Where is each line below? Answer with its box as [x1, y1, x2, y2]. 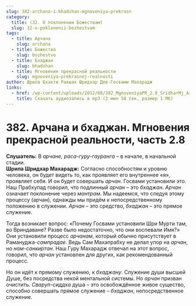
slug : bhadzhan [16, 63, 54, 69]
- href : [11, 90, 30, 96]
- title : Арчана [11, 36, 51, 42]
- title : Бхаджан [11, 57, 54, 63]
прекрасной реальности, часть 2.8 [6, 133, 185, 146]
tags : [6, 30, 19, 36]
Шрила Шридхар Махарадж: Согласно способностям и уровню [6, 165, 167, 172]
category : [6, 14, 30, 20]
